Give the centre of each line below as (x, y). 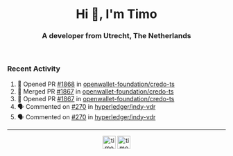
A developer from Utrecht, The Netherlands (116, 36)
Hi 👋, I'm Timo (116, 14)
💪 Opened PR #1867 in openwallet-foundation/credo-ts (96, 98)
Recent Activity (34, 69)
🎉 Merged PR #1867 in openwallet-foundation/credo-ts (95, 91)
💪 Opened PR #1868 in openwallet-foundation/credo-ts (96, 84)
